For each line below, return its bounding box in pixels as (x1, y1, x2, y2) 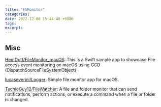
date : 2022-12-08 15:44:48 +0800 (5, 16, 74, 21)
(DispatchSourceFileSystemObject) (5, 67, 76, 73)
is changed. (5, 96, 29, 102)
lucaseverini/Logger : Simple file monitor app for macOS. (5, 77, 119, 82)
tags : (5, 21, 16, 26)
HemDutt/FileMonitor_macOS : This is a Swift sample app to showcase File (5, 56, 155, 62)
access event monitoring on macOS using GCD (5, 62, 100, 68)
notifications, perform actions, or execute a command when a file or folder (5, 91, 156, 97)
